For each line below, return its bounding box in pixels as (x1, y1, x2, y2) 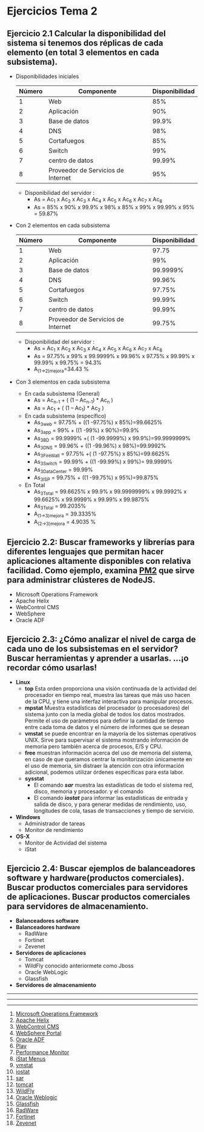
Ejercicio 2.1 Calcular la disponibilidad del (7, 28, 166, 39)
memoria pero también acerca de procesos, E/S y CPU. (24, 743, 163, 750)
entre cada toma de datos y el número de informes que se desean (24, 724, 189, 731)
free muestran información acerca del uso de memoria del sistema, (24, 749, 193, 757)
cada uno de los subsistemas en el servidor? (7, 643, 179, 654)
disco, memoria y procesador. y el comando (33, 788, 144, 795)
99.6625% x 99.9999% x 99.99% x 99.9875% (33, 496, 150, 503)
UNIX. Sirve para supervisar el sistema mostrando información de (24, 736, 189, 744)
